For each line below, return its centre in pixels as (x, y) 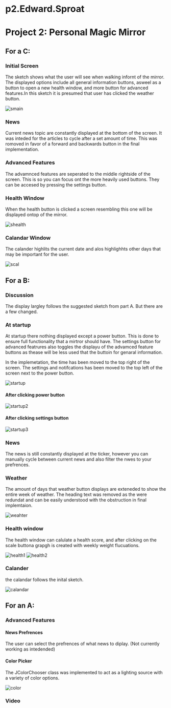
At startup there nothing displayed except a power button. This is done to (82, 336)
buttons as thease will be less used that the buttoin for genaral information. (84, 352)
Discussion (20, 295)
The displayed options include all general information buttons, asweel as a (83, 82)
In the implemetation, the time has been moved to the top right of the (78, 362)
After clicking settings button (37, 418)
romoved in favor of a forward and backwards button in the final (72, 144)
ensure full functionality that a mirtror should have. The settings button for (83, 342)
